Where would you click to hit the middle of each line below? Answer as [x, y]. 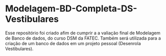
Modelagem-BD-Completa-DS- [71, 9]
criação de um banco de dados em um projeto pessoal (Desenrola [73, 43]
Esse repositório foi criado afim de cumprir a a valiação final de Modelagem [83, 33]
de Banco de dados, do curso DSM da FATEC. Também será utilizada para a [83, 38]
